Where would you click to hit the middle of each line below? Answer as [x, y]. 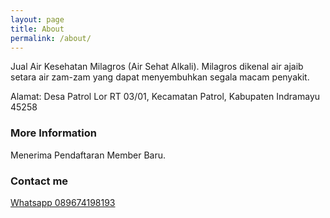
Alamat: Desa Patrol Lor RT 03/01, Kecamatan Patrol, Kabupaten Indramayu [165, 97]
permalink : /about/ [51, 38]
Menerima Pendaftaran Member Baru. [88, 155]
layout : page [37, 19]
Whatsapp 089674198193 [63, 202]
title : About [37, 29]
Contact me [39, 181]
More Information [53, 133]
